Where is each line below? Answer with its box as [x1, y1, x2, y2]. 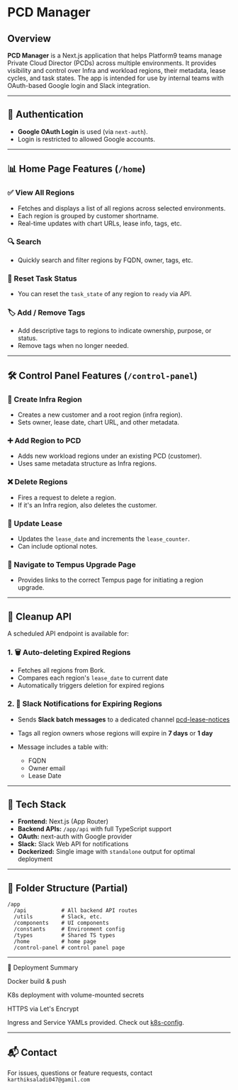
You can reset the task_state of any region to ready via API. [17, 290, 192, 298]
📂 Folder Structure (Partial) [7, 882, 128, 894]
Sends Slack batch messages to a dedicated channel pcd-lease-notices [17, 715, 230, 724]
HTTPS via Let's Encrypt [7, 1004, 79, 1013]
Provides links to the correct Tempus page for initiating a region [17, 575, 204, 585]
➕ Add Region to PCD [7, 436, 81, 445]
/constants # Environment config [13, 926, 125, 933]
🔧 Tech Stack [7, 799, 67, 811]
